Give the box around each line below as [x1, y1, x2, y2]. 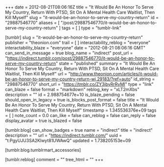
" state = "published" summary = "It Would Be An [55, 61, 155, 66]
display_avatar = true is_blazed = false [5, 118, 82, 123]
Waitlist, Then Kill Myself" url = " [5, 71, 71, 76]
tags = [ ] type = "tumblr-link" [62, 25, 121, 31]
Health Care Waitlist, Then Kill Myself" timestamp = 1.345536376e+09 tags [5, 107, 157, 113]
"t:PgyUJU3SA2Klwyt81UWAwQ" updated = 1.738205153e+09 [5, 138, 131, 143]
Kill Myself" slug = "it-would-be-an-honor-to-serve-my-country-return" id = [5, 15, 159, 20]
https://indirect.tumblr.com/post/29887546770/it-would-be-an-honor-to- [7, 55, 155, 61]
